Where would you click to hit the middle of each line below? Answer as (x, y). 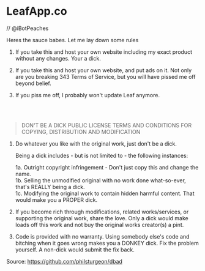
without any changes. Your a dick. (58, 58)
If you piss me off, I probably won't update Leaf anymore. (88, 95)
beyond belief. (33, 83)
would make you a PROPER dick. (56, 199)
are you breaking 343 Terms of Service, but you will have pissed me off (105, 76)
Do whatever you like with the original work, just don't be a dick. (96, 143)
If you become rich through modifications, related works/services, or (102, 212)
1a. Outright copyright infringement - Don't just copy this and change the (107, 167)
